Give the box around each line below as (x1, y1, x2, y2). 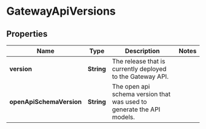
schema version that (112, 90, 170, 98)
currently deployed (112, 65, 167, 73)
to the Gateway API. (112, 72, 169, 81)
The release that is (112, 57, 166, 65)
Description (124, 47, 160, 55)
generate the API (112, 105, 161, 114)
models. (112, 113, 135, 121)
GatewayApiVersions (6, 4, 116, 18)
